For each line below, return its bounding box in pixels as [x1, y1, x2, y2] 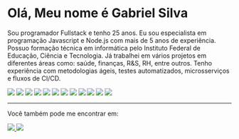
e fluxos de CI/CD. [7, 73, 61, 83]
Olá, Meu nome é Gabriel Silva [7, 5, 188, 21]
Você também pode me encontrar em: [7, 109, 119, 118]
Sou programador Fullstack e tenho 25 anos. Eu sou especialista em [7, 29, 207, 37]
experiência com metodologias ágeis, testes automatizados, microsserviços [7, 66, 230, 75]
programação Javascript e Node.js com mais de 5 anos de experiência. [7, 36, 216, 44]
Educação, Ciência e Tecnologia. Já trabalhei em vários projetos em [7, 51, 207, 60]
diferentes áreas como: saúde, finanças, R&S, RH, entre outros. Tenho [7, 58, 212, 67]
